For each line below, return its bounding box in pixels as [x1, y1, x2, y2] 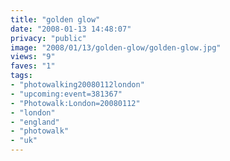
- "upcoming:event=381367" [10, 89, 123, 99]
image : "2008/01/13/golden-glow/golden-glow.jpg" [10, 42, 222, 53]
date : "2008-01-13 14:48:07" [10, 24, 132, 34]
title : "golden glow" [10, 14, 101, 25]
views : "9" [10, 52, 56, 62]
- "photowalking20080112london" [10, 80, 145, 90]
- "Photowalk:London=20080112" [10, 98, 141, 108]
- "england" [10, 117, 60, 127]
